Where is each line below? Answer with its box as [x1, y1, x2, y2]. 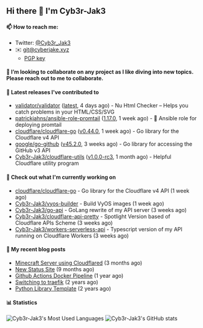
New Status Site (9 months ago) [14, 265, 95, 272]
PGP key [24, 54, 45, 62]
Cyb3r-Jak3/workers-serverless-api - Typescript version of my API [14, 225, 183, 233]
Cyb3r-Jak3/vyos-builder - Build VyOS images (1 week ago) [14, 200, 164, 207]
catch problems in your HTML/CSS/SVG [14, 108, 115, 115]
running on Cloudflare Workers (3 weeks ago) [14, 232, 129, 239]
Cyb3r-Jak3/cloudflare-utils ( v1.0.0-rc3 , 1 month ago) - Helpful [14, 153, 172, 161]
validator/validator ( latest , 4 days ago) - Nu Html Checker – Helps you [14, 102, 188, 109]
